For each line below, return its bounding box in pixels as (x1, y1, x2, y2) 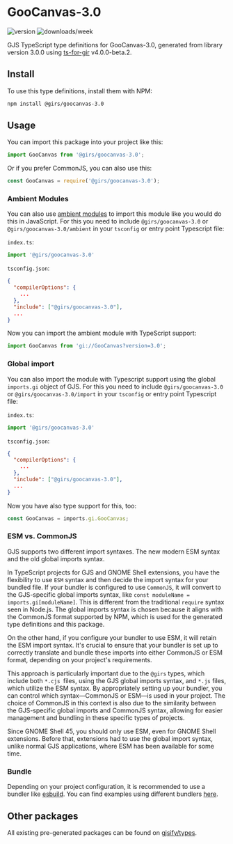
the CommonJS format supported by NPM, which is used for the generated (7, 612, 223, 620)
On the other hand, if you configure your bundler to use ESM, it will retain (7, 633, 217, 641)
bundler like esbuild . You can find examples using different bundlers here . (7, 790, 219, 798)
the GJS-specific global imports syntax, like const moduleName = (7, 590, 190, 599)
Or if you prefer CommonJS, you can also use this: (7, 164, 152, 173)
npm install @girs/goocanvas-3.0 (7, 100, 104, 107)
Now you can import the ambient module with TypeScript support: (7, 329, 197, 338)
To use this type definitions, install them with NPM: (7, 86, 153, 95)
